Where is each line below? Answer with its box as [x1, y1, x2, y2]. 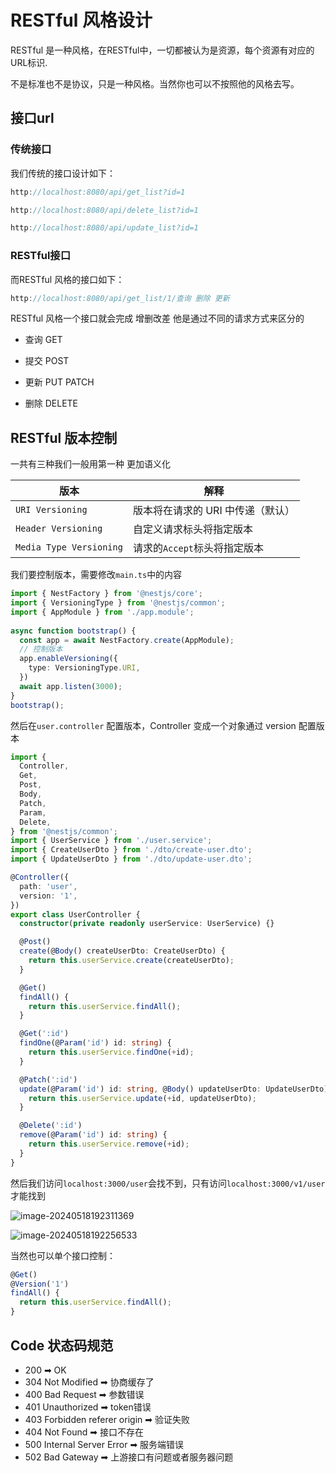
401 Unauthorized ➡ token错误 [24, 1401, 152, 1413]
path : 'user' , [19, 881, 78, 891]
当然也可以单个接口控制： [10, 1249, 116, 1261]
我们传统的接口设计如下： [10, 167, 116, 179]
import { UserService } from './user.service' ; [10, 836, 213, 846]
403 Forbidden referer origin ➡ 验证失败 [24, 1413, 190, 1425]
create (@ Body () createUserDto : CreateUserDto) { [19, 946, 226, 956]
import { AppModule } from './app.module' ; [10, 607, 195, 617]
